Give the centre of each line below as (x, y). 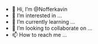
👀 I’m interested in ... (37, 15)
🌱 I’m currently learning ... (43, 22)
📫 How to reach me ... (39, 35)
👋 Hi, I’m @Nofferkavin (39, 9)
